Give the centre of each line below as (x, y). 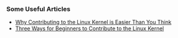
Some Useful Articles (38, 9)
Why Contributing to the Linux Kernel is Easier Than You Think (93, 22)
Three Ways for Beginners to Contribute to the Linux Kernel (90, 28)
